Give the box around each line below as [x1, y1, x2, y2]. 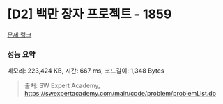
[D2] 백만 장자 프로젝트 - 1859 [7, 6, 172, 22]
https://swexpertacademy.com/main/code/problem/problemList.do [24, 89, 217, 98]
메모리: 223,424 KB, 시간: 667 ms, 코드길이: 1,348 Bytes [7, 67, 164, 75]
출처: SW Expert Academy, [24, 81, 100, 90]
